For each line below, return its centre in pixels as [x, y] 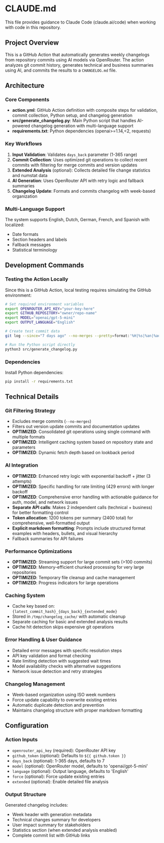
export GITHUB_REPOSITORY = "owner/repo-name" [51, 313]
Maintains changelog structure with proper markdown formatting [77, 710]
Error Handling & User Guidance [43, 639]
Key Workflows [24, 144]
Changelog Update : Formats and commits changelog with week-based [83, 191]
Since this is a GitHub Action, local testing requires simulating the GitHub [78, 290]
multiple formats [29, 437]
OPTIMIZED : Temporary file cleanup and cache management [73, 578]
